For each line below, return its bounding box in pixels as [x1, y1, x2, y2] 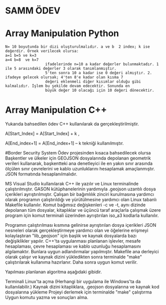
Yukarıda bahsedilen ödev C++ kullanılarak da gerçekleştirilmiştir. [5, 121, 139, 127]
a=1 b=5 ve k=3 [5, 53, 37, 58]
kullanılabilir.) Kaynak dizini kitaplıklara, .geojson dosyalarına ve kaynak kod [5, 284, 160, 290]
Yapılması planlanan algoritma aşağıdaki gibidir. [5, 269, 102, 275]
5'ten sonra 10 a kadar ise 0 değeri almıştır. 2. [45, 70, 153, 76]
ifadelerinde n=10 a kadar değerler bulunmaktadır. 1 [45, 62, 159, 67]
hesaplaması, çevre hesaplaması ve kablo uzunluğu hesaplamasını [5, 243, 141, 249]
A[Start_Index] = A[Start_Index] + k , [5, 131, 80, 137]
